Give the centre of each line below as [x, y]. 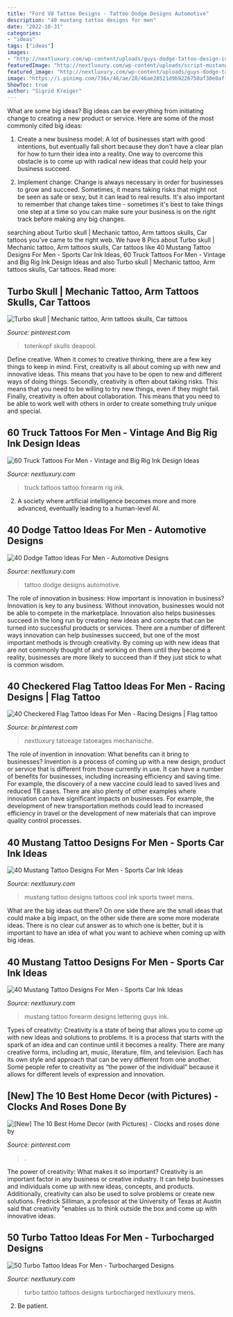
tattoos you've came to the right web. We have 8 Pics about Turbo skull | [111, 240]
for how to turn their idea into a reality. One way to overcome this [110, 154]
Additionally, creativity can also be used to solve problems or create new [111, 1193]
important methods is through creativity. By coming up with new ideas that [114, 642]
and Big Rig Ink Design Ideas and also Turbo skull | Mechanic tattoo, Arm [111, 262]
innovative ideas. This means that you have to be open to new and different [115, 374]
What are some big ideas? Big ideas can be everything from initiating [105, 111]
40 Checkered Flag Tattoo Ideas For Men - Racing [116, 686]
